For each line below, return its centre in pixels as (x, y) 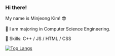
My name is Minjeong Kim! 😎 (36, 18)
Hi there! (16, 7)
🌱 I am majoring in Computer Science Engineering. (58, 29)
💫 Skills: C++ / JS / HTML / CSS (39, 38)
